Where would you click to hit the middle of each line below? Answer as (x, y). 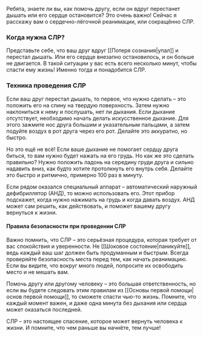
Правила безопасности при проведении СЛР (66, 226)
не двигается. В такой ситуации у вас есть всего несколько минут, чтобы (101, 64)
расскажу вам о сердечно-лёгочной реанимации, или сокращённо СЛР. (101, 22)
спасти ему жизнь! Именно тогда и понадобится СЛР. (76, 70)
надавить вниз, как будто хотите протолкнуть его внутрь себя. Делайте (99, 168)
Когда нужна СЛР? (35, 37)
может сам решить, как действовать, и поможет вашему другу (88, 206)
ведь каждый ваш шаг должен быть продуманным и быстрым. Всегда (98, 252)
